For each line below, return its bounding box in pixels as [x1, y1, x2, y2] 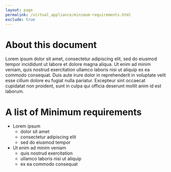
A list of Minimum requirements [5, 106, 142, 118]
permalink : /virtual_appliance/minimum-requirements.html [5, 12, 131, 17]
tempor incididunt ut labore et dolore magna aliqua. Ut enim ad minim [5, 61, 151, 67]
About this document [5, 39, 97, 51]
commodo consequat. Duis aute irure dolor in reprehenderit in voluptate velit [5, 72, 166, 78]
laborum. [5, 88, 25, 94]
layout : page [5, 7, 33, 13]
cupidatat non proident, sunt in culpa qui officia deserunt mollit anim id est [5, 83, 162, 89]
